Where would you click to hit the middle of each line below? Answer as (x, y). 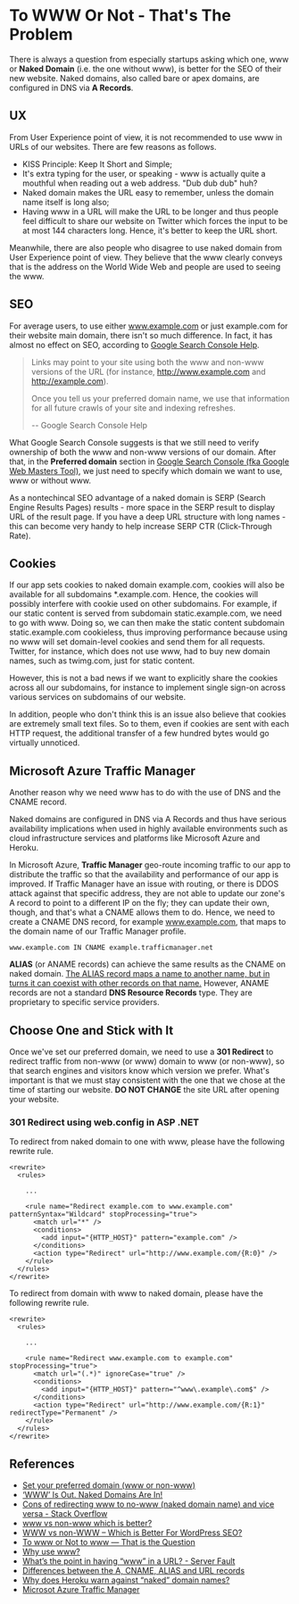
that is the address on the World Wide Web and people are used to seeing (145, 266)
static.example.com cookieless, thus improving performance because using (149, 632)
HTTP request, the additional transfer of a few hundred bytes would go (139, 734)
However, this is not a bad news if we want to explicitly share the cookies (144, 678)
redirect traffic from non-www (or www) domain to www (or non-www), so (147, 1061)
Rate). (20, 536)
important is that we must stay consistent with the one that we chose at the (147, 1080)
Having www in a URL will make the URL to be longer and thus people (150, 212)
